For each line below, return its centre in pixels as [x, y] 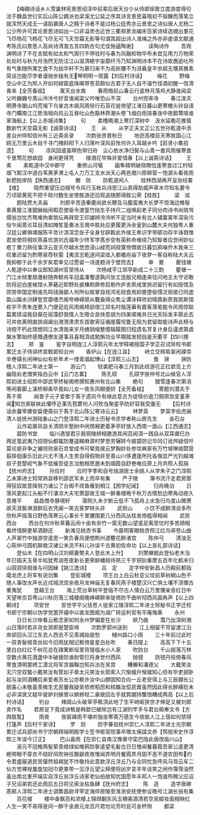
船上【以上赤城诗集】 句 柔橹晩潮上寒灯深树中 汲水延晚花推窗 [104, 120]
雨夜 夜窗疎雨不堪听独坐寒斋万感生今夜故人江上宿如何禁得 [115, 717]
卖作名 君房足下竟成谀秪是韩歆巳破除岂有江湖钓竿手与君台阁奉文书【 [96, 709]
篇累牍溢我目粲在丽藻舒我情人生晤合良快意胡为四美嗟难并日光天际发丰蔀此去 [100, 314]
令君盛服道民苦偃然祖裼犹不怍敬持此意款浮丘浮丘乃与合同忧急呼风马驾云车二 [100, 761]
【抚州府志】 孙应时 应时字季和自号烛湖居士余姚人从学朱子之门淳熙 [99, 471]
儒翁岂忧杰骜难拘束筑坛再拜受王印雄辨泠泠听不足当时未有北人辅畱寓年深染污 [100, 217]
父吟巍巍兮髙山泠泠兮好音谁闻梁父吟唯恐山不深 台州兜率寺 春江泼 [96, 98]
